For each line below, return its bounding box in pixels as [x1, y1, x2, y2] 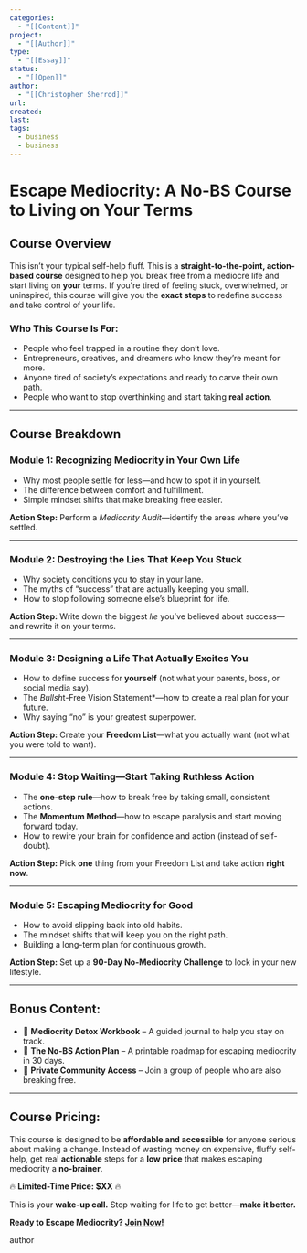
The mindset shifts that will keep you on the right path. [22, 929, 228, 940]
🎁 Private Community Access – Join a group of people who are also [22, 1065, 281, 1076]
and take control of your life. [9, 299, 116, 310]
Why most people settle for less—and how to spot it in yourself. [22, 475, 262, 486]
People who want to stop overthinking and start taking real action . [22, 391, 272, 402]
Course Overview [9, 236, 111, 252]
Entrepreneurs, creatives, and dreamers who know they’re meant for [22, 353, 281, 364]
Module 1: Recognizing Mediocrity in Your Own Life [9, 454, 240, 466]
